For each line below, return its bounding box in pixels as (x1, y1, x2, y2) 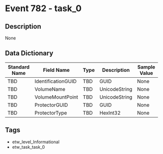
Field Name (43, 67, 70, 73)
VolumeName (34, 86, 65, 92)
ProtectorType (34, 109, 67, 116)
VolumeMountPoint (34, 93, 79, 100)
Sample (137, 64, 155, 70)
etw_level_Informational (12, 139, 60, 145)
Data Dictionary (5, 49, 53, 57)
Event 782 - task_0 (5, 3, 81, 14)
